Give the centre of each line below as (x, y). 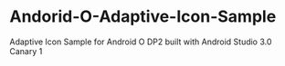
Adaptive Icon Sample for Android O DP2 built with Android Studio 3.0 (141, 42)
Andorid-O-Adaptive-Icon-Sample (143, 17)
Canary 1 (26, 51)
